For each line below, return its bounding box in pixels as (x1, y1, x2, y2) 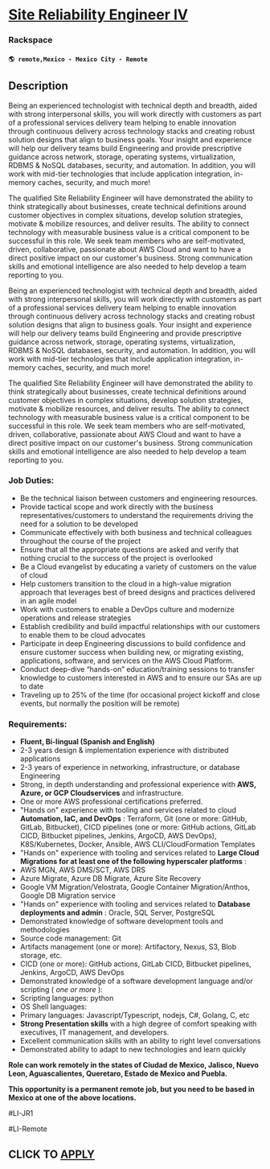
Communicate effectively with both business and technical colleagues (19, 527, 252, 537)
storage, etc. (19, 951, 63, 961)
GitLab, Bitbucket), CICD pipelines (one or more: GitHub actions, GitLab (19, 822, 256, 832)
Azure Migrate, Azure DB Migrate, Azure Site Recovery (19, 874, 202, 883)
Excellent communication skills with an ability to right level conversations (19, 1036, 261, 1046)
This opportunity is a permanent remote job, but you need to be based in (8, 1085, 255, 1094)
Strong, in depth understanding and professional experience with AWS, (19, 780, 256, 789)
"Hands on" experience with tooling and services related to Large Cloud (19, 848, 260, 858)
